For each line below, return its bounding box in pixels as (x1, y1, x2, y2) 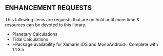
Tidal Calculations (12, 36, 49, 42)
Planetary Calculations (12, 31, 58, 37)
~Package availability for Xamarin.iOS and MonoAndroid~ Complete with (12, 41, 158, 47)
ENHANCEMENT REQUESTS (5, 4, 92, 12)
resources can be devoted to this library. (5, 22, 86, 28)
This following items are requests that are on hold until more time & (5, 16, 140, 22)
